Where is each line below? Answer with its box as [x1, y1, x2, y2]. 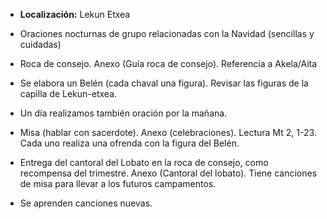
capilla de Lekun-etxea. [19, 88, 118, 99]
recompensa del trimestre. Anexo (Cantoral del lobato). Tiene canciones [19, 167, 318, 179]
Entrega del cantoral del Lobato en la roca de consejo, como [19, 157, 269, 168]
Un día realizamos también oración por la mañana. [19, 107, 228, 119]
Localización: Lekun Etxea [19, 9, 131, 20]
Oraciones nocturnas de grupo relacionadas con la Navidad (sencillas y [19, 28, 315, 39]
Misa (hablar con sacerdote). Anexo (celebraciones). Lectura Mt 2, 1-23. [19, 127, 317, 138]
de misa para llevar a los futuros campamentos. [19, 178, 217, 189]
